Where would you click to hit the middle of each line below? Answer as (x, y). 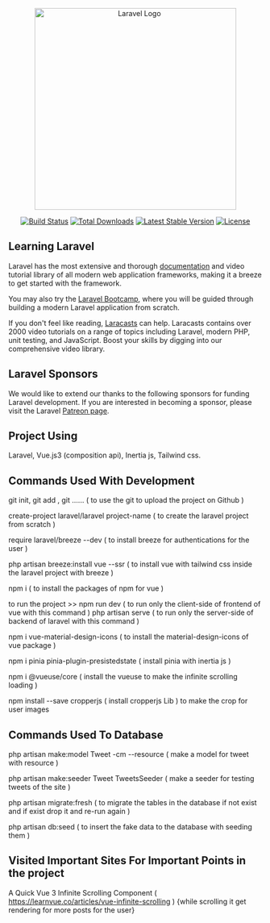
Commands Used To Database (86, 735)
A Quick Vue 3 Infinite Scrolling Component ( (83, 892)
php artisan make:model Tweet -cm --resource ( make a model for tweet (129, 754)
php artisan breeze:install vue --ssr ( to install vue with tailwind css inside (130, 564)
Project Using (43, 436)
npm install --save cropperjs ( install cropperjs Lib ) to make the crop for (128, 701)
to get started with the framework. (65, 283)
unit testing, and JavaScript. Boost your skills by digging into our (115, 340)
